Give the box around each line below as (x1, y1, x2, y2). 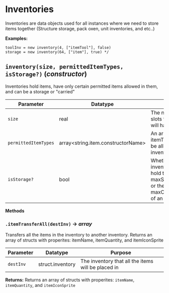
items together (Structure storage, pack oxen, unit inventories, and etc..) (5, 25, 155, 31)
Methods (5, 208, 25, 214)
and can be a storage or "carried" (5, 88, 75, 94)
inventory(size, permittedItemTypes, (5, 63, 124, 71)
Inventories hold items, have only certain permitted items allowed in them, (5, 83, 158, 89)
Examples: (5, 35, 28, 41)
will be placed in (80, 264, 119, 271)
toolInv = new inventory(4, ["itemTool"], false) (5, 45, 112, 50)
